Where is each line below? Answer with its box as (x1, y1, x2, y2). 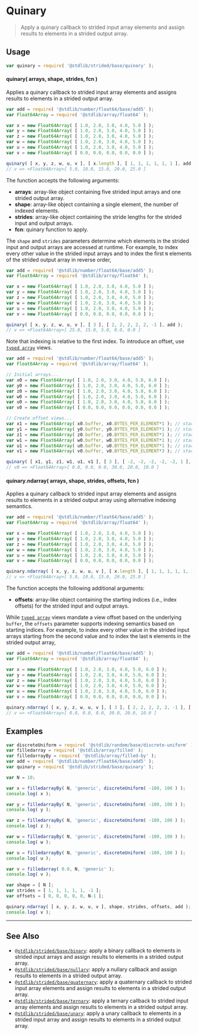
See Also (6, 931, 39, 941)
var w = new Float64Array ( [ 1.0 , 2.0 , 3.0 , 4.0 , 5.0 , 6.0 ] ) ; (6, 683, 167, 689)
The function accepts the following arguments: (6, 177, 120, 184)
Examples (6, 726, 43, 736)
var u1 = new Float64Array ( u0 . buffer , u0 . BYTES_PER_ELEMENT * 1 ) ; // (6, 443, 181, 449)
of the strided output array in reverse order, (6, 256, 111, 263)
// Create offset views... (6, 415, 72, 422)
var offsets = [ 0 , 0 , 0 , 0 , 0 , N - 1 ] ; (6, 893, 104, 899)
